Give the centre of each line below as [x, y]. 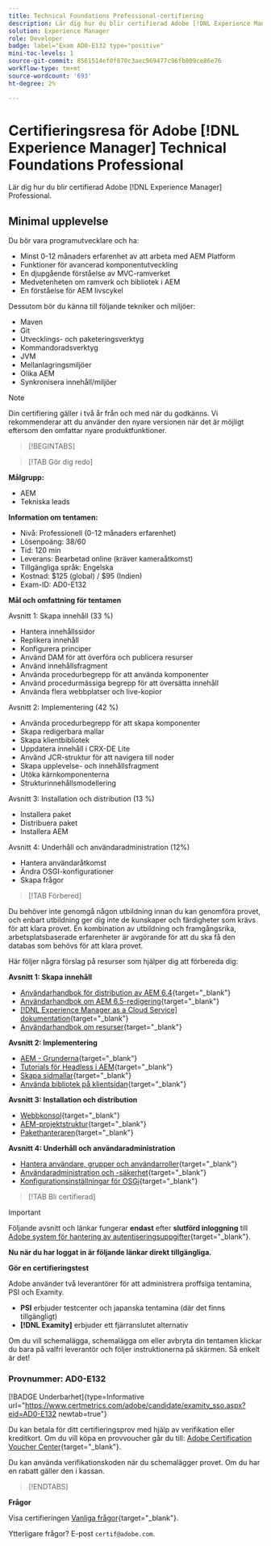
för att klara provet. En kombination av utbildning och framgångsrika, [122, 929]
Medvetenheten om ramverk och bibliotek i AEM [100, 282]
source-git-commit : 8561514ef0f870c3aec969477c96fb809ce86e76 [115, 61]
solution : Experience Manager [59, 31]
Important [25, 1212]
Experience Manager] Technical [118, 147]
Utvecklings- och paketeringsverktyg [82, 339]
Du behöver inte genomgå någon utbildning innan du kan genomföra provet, [134, 912]
